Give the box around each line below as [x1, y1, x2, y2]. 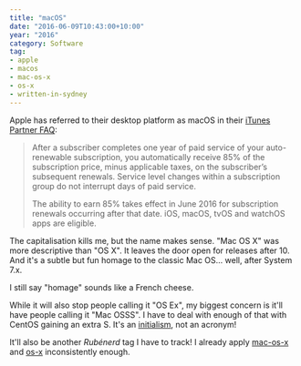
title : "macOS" [9, 13, 67, 23]
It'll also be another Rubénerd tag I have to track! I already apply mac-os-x [9, 336, 289, 347]
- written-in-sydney [9, 89, 88, 98]
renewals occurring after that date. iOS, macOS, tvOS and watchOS [31, 208, 285, 219]
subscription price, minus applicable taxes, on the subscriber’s [31, 161, 267, 172]
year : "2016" [9, 30, 59, 39]
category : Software [9, 38, 84, 48]
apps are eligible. [31, 218, 98, 229]
